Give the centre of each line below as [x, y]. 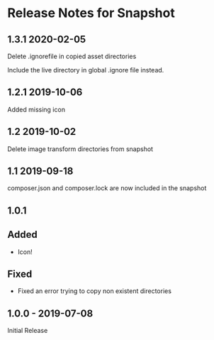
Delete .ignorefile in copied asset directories [72, 56]
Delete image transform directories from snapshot [80, 149]
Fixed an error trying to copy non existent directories [95, 291]
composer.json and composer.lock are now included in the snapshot [107, 188]
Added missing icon [36, 109]
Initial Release [28, 331]
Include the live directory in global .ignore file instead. [86, 70]
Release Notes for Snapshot [91, 13]
